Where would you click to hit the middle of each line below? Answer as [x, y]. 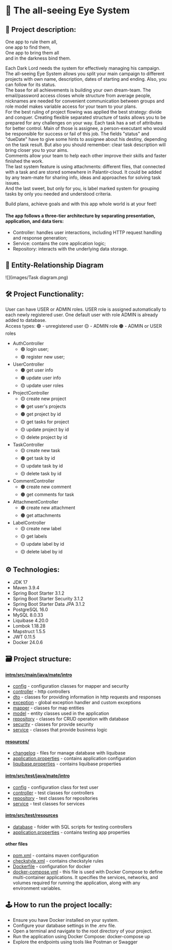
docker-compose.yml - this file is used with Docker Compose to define [88, 872]
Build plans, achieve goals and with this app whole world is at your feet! [81, 204]
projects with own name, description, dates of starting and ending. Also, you [86, 79]
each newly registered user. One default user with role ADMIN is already [82, 315]
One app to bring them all [32, 53]
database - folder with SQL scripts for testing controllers [72, 827]
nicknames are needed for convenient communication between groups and [85, 101]
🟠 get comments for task [47, 494]
